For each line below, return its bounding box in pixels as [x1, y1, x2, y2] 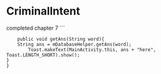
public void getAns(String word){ [17, 36, 104, 42]
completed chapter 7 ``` [6, 24, 65, 32]
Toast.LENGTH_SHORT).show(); [6, 52, 80, 58]
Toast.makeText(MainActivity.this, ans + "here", [28, 47, 156, 53]
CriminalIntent [6, 4, 80, 18]
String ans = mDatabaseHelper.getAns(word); [17, 41, 132, 47]
